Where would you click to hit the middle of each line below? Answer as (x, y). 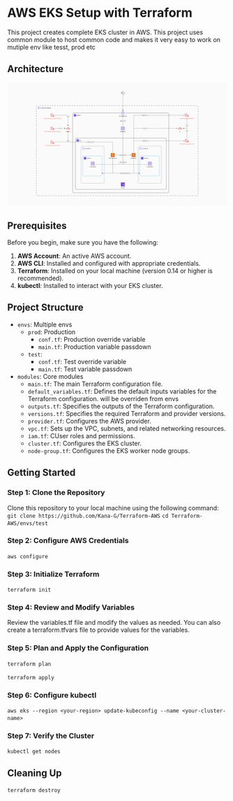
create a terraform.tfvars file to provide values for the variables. (98, 630)
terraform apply (31, 677)
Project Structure (45, 308)
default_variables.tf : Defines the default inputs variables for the (122, 391)
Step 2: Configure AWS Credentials (68, 541)
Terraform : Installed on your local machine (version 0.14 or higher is (115, 271)
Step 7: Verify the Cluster (51, 735)
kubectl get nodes (34, 752)
